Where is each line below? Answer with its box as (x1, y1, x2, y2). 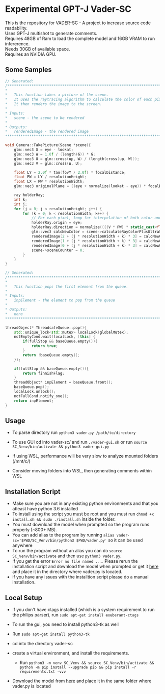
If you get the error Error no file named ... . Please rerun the (12, 558, 138, 564)
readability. (5, 25, 28, 31)
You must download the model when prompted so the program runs (12, 522, 150, 528)
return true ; (31, 344, 58, 348)
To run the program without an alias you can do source (12, 548, 123, 554)
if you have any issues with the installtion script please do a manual (12, 574, 149, 580)
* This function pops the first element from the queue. (5, 284, 129, 289)
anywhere (12, 542, 33, 548)
